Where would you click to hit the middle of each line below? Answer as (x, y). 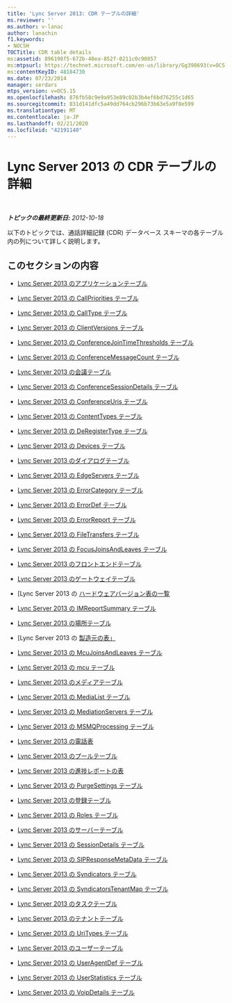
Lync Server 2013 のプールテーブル (67, 756)
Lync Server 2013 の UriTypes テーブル (73, 933)
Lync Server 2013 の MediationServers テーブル (85, 712)
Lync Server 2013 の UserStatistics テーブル (80, 978)
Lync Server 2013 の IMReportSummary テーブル (86, 608)
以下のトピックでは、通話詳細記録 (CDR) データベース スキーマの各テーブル (115, 233)
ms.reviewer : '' (31, 20)
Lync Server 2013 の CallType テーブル (72, 313)
